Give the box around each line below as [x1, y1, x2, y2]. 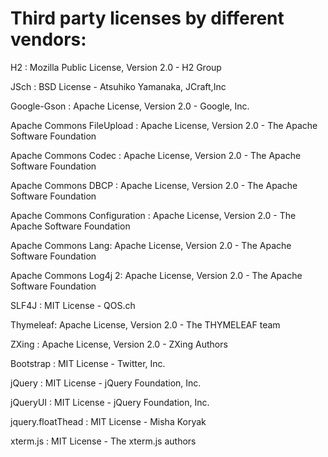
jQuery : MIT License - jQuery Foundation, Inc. [10, 377, 202, 389]
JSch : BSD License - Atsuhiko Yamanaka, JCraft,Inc [10, 80, 227, 92]
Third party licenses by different [10, 7, 285, 30]
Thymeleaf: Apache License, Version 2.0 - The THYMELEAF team [10, 318, 281, 331]
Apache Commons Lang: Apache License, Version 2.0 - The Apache [10, 239, 292, 251]
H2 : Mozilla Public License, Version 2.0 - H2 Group [10, 61, 222, 73]
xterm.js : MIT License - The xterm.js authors [10, 435, 197, 447]
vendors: [10, 28, 87, 51]
